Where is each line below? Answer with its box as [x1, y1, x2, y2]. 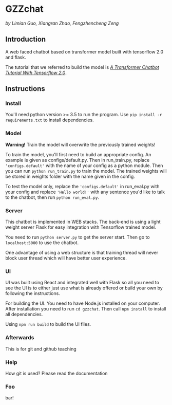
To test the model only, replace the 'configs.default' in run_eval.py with [5, 183, 160, 189]
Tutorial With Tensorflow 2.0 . [5, 69, 67, 76]
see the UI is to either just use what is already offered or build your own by [5, 285, 163, 291]
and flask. [5, 54, 27, 60]
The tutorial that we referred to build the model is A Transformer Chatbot [5, 64, 159, 70]
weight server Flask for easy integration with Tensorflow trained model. [5, 224, 157, 230]
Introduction [5, 35, 46, 44]
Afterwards [5, 334, 34, 341]
